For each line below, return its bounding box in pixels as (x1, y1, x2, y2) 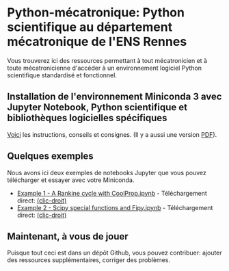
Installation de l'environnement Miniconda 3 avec (7, 91, 222, 103)
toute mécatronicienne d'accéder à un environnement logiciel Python (7, 64, 202, 72)
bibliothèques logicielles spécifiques (7, 112, 167, 124)
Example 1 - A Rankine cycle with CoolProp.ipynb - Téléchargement (16, 189, 207, 197)
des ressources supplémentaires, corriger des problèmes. (7, 256, 171, 264)
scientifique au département (7, 19, 173, 35)
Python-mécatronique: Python (7, 5, 185, 21)
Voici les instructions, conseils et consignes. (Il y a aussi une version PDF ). (7, 130, 217, 138)
